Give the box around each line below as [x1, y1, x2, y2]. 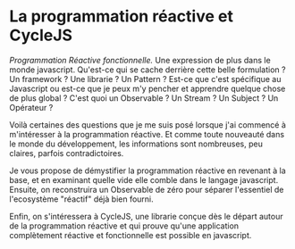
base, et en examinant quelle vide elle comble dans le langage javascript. [9, 174, 279, 185]
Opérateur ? [9, 102, 54, 112]
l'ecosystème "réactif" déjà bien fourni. [9, 194, 154, 204]
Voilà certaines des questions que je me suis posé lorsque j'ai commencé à [9, 119, 286, 130]
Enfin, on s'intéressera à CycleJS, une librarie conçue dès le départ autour [9, 211, 283, 221]
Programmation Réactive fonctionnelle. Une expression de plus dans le [9, 54, 271, 65]
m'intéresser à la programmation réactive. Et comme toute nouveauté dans [9, 129, 284, 139]
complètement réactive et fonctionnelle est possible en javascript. [9, 229, 252, 240]
